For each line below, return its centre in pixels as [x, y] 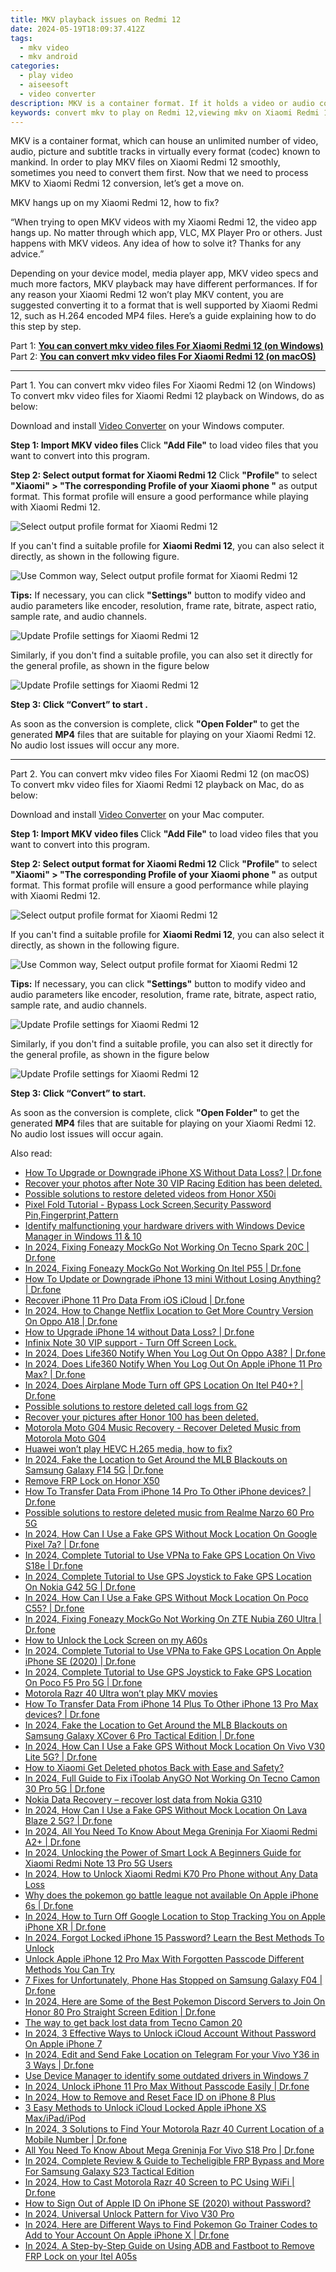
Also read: [31, 1153]
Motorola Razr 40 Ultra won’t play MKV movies [121, 1693]
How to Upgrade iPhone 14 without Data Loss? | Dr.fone [139, 1332]
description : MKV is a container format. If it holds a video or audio [162, 103]
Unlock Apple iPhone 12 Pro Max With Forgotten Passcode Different [164, 1959]
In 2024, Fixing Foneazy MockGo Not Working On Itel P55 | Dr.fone [163, 1268]
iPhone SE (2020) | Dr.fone [80, 1662]
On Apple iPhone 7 [63, 2044]
